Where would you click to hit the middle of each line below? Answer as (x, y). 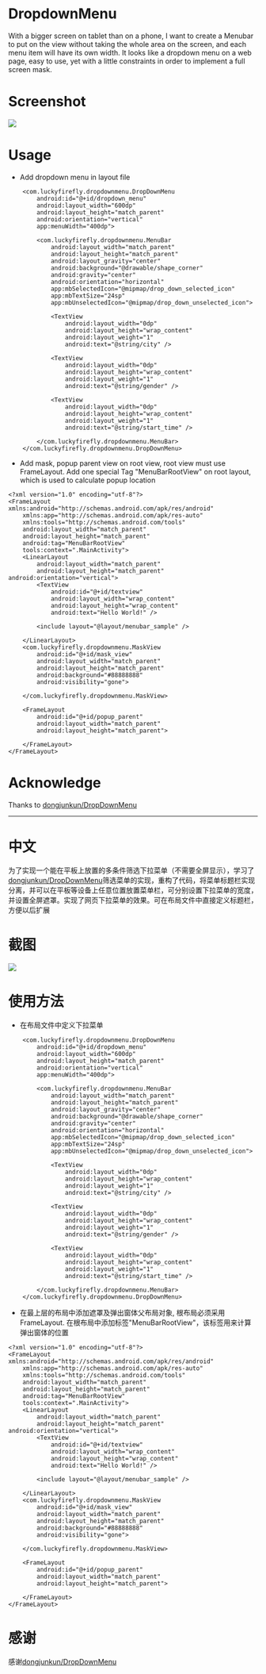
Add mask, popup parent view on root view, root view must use (122, 463)
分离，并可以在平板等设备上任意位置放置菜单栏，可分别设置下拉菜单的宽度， (133, 890)
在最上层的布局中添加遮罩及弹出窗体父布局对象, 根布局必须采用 (122, 1312)
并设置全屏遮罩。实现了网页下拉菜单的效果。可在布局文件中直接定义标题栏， (133, 900)
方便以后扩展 (29, 910)
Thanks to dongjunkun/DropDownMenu (72, 804)
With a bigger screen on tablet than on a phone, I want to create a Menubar (131, 36)
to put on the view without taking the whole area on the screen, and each (127, 44)
